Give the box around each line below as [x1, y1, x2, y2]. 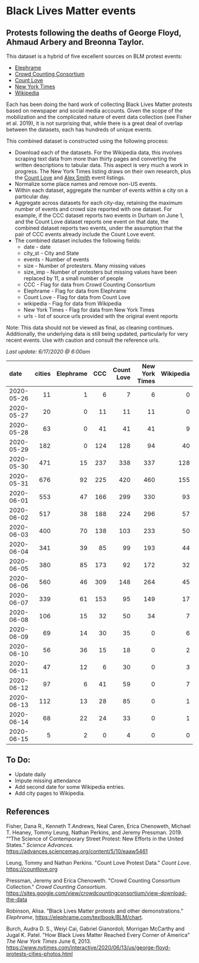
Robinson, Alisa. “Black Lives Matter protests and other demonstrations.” [6, 907, 184, 914]
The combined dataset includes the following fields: [14, 237, 141, 244]
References [6, 807, 50, 817]
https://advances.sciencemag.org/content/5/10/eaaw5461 [6, 848, 148, 855]
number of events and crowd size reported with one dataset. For [14, 206, 172, 213]
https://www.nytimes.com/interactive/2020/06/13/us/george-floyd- [6, 943, 171, 951]
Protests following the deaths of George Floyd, [6, 28, 182, 38]
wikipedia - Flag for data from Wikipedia [23, 300, 122, 307]
